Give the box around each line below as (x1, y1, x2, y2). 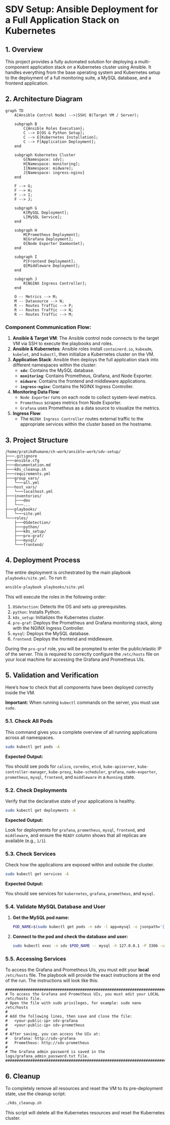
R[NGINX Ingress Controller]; (23, 281, 87, 286)
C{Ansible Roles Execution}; (23, 126, 85, 131)
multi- (138, 59, 151, 64)
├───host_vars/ (5, 484, 37, 489)
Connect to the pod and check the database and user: (12, 934, 128, 940)
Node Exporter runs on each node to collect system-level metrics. (20, 394, 157, 400)
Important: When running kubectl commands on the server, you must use (5, 699, 159, 705)
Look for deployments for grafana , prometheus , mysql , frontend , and (5, 826, 145, 833)
